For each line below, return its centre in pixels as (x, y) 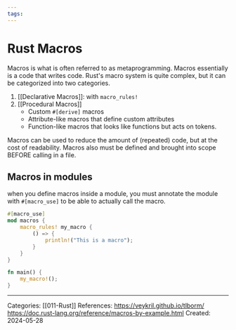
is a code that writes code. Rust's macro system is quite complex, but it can (117, 75)
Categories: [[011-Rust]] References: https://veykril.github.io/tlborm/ (106, 305)
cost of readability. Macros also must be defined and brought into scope (112, 147)
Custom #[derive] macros (66, 111)
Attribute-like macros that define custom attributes (101, 119)
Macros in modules (50, 177)
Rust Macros (45, 48)
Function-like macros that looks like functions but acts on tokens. (122, 126)
